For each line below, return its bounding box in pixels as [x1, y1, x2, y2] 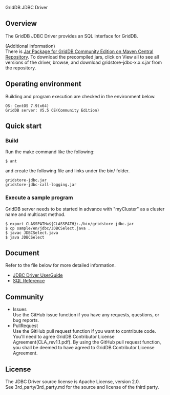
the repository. [5, 64, 36, 71]
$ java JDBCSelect [5, 235, 45, 240]
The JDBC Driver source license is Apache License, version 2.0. [5, 379, 140, 385]
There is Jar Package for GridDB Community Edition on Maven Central [5, 48, 154, 55]
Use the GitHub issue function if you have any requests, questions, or [12, 312, 160, 318]
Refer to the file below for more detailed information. [5, 262, 116, 268]
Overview [5, 19, 37, 28]
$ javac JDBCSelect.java [5, 230, 58, 236]
